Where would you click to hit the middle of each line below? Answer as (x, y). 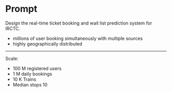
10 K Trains (25, 79)
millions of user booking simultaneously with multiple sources (78, 38)
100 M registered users (37, 68)
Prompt (21, 9)
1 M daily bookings (32, 74)
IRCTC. (13, 28)
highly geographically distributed (48, 43)
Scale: (12, 58)
